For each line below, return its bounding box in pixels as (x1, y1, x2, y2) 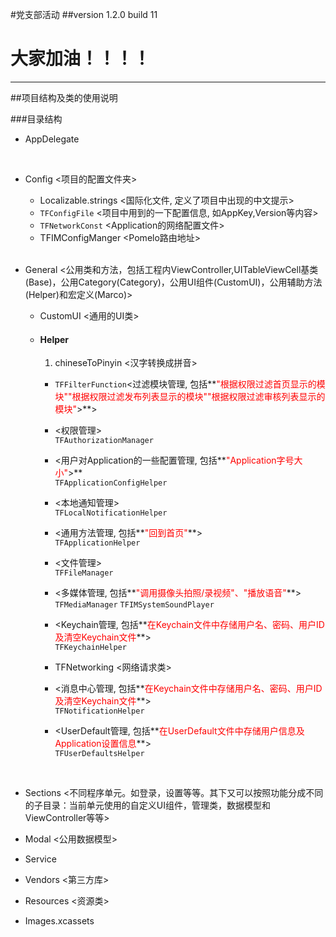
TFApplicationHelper (54, 538, 141, 548)
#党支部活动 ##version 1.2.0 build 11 (10, 9, 158, 20)
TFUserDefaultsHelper (54, 749, 145, 759)
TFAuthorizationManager (54, 436, 154, 446)
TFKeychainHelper (54, 643, 127, 653)
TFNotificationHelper (54, 706, 145, 717)
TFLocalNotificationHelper (54, 508, 168, 518)
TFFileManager (54, 568, 114, 578)
